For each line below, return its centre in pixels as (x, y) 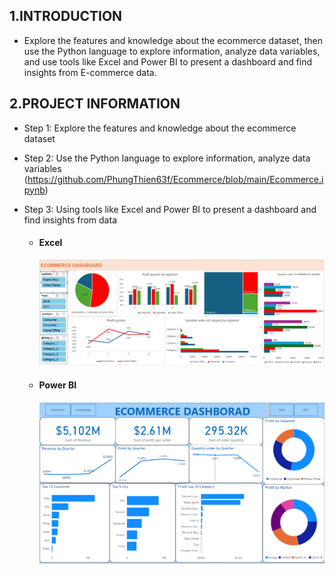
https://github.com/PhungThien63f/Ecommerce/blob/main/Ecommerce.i (175, 179)
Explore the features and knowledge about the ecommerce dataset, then (173, 40)
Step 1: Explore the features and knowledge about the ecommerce (160, 128)
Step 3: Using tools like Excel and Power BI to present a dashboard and (170, 209)
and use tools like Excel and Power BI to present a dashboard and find (168, 61)
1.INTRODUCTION (66, 16)
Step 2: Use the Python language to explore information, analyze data (167, 158)
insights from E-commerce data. (90, 72)
